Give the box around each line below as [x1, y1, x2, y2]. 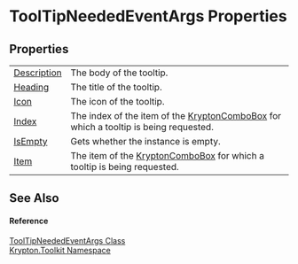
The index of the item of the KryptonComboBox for [70, 110, 282, 121]
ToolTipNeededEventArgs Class [9, 235, 126, 245]
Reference [9, 215, 49, 226]
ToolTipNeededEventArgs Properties [9, 6, 287, 27]
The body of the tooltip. [70, 66, 169, 79]
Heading [13, 82, 50, 93]
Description [13, 66, 62, 79]
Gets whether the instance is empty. [70, 136, 221, 147]
